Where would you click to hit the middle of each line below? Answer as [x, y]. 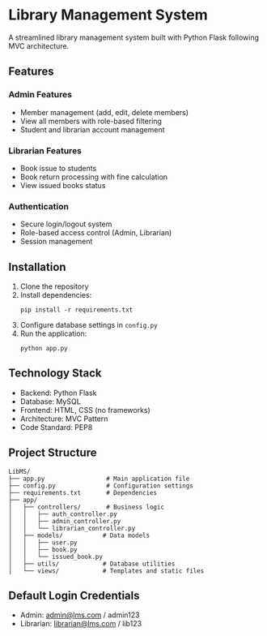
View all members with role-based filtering [91, 121]
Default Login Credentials [74, 596]
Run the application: [53, 333]
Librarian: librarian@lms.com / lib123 [81, 624]
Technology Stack [55, 374]
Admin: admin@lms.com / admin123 [80, 615]
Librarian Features [45, 150]
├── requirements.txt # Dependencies [83, 492]
